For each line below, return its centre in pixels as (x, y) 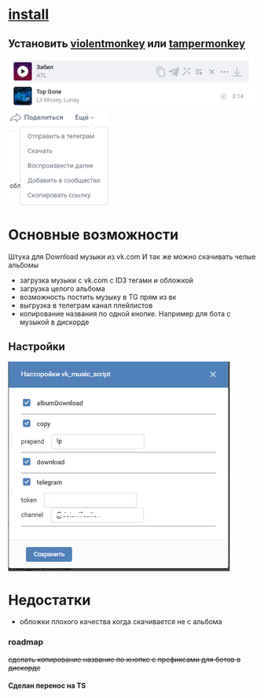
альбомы (24, 264)
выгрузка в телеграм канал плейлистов (86, 305)
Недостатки (49, 600)
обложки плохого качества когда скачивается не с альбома (121, 622)
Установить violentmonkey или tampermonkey (127, 44)
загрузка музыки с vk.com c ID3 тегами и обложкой (106, 280)
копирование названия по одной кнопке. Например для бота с (125, 313)
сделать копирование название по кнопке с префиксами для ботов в (125, 659)
